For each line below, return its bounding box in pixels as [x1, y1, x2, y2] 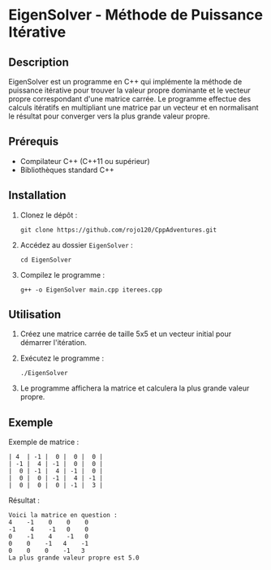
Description [8, 55, 69, 69]
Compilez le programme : [19, 270, 105, 279]
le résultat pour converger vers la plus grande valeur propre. [8, 111, 210, 121]
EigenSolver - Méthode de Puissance [8, 6, 264, 24]
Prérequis [8, 135, 59, 149]
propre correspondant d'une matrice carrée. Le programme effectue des [8, 94, 252, 103]
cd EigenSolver [19, 256, 72, 264]
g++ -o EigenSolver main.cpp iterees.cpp [19, 286, 162, 294]
